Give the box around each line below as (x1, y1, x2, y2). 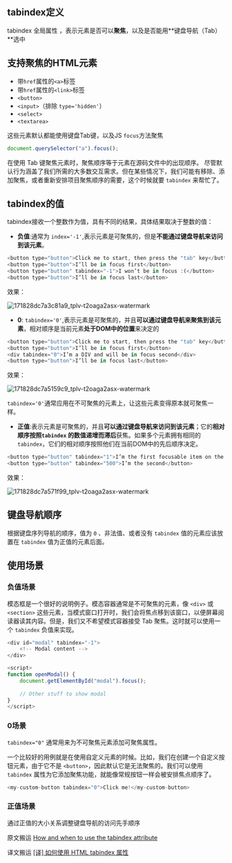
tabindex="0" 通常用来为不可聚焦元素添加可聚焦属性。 (7, 738, 161, 747)
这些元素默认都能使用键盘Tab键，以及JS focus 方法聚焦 (7, 131, 164, 139)
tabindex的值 (7, 198, 64, 209)
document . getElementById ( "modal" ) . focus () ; (19, 677, 147, 684)
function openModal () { (7, 671, 76, 678)
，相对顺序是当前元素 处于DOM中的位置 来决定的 (23, 324, 159, 333)
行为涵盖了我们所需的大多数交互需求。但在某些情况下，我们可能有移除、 (12, 167, 219, 175)
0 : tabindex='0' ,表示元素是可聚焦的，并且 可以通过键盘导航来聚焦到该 (17, 315, 215, 324)
